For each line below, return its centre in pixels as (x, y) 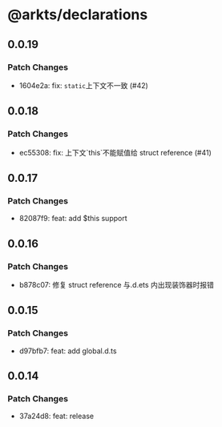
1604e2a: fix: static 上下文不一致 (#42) (84, 85)
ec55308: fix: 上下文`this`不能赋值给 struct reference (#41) (115, 152)
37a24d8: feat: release (56, 416)
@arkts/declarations (78, 15)
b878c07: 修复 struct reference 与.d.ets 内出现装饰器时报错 (116, 284)
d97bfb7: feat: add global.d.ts (68, 351)
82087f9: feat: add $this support (73, 219)
